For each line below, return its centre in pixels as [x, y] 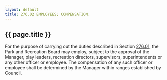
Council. [14, 73]
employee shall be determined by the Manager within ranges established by [83, 68]
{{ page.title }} [28, 35]
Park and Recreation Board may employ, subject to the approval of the [77, 52]
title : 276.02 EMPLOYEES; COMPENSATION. [48, 14]
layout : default [22, 10]
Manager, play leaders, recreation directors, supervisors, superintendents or [83, 57]
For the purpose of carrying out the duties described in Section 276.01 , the [82, 47]
